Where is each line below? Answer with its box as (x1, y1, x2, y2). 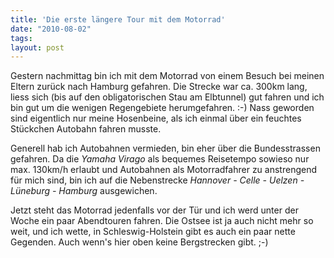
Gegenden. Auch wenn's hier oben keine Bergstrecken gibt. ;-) (10, 236, 269, 248)
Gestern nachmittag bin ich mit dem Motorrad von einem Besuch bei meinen (10, 70, 325, 82)
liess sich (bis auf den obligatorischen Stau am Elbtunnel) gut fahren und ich (10, 91, 325, 103)
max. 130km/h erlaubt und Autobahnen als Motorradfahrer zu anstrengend (10, 164, 317, 176)
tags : (10, 33, 33, 43)
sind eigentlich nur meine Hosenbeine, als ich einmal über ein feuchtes (10, 112, 302, 125)
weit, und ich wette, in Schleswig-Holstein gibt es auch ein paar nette (10, 226, 296, 238)
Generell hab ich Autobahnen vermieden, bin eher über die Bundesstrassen (10, 142, 321, 155)
